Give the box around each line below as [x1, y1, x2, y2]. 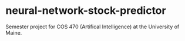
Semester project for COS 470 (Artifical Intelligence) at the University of [5, 23, 180, 30]
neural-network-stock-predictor [5, 4, 166, 17]
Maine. [5, 29, 22, 36]
